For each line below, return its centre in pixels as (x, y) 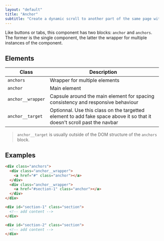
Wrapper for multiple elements (84, 80)
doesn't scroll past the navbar (84, 123)
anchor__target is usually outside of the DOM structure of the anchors (87, 134)
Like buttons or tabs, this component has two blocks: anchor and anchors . (79, 33)
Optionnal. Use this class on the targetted (97, 110)
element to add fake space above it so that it (100, 116)
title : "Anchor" (21, 14)
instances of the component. (34, 43)
